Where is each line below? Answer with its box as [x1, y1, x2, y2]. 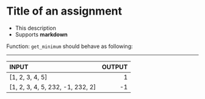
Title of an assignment [6, 4, 123, 18]
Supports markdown [15, 30, 68, 38]
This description [15, 24, 56, 32]
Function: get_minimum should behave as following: [6, 43, 133, 50]
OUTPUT [101, 63, 128, 71]
